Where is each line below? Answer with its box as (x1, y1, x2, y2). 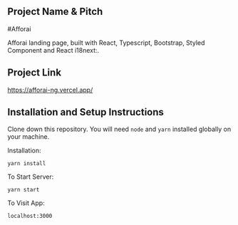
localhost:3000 (7, 213, 53, 220)
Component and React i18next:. (7, 46, 100, 54)
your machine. (7, 132, 50, 141)
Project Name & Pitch (7, 6, 103, 18)
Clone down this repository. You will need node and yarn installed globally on (7, 125, 232, 134)
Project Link (7, 67, 62, 79)
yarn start (7, 187, 40, 194)
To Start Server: (7, 172, 54, 181)
